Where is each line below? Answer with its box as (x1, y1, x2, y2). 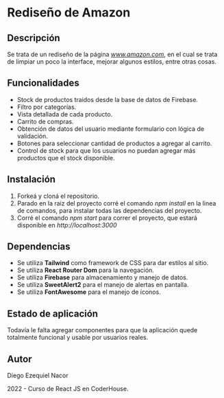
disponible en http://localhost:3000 (16, 221, 117, 229)
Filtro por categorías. (16, 103, 77, 111)
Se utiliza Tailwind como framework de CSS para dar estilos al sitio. (16, 259, 209, 267)
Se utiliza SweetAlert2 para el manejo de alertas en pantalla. (16, 281, 189, 289)
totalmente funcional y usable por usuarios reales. (7, 334, 149, 342)
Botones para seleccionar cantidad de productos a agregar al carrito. (16, 139, 212, 147)
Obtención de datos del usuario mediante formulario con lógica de (16, 125, 204, 133)
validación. (16, 132, 48, 140)
